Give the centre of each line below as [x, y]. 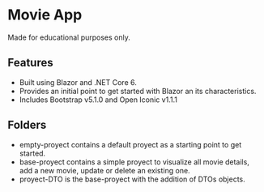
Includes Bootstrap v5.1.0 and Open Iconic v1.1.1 [98, 100]
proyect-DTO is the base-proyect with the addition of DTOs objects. [132, 179]
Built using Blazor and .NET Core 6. [78, 82]
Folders [27, 125]
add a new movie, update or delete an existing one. [105, 170]
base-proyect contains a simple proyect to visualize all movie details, [134, 162]
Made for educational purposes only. [69, 37]
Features [30, 63]
